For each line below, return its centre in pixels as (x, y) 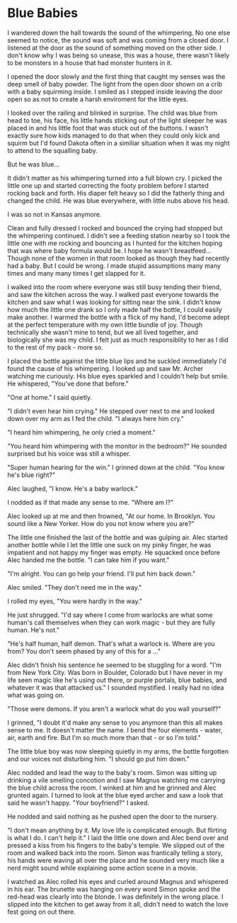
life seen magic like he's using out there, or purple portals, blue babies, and (117, 680)
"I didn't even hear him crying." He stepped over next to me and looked (111, 411)
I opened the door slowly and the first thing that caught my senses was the (116, 77)
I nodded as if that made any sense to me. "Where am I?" (91, 502)
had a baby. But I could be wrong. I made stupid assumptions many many (114, 265)
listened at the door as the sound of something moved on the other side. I (114, 47)
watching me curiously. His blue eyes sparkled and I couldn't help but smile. (118, 376)
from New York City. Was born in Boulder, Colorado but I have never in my (115, 672)
